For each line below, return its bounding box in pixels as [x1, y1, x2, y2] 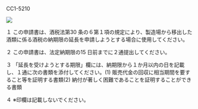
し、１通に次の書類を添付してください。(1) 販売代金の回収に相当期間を [6, 68, 180, 76]
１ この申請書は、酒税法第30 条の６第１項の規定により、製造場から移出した [6, 29, 193, 35]
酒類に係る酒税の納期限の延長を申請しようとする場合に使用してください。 [6, 36, 188, 43]
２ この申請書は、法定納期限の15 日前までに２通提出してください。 [6, 49, 171, 55]
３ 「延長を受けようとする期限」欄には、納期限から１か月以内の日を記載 [6, 61, 185, 68]
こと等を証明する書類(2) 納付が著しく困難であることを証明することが [11, 76, 181, 83]
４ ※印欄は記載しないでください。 [6, 96, 89, 103]
